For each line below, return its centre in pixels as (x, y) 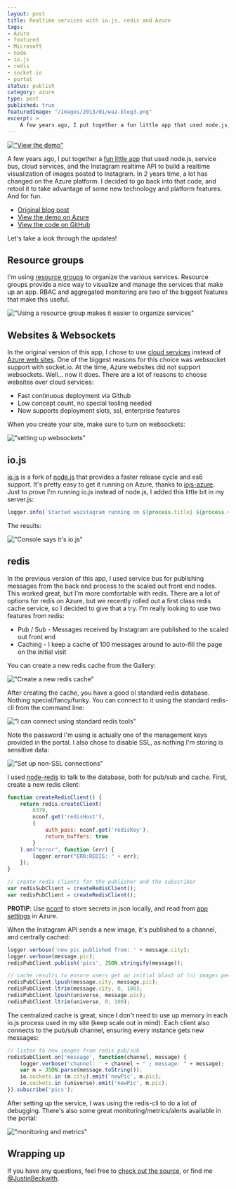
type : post (23, 99)
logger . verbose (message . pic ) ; (52, 956)
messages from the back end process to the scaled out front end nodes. (112, 586)
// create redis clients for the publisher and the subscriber (102, 882)
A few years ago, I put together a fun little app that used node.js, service (112, 158)
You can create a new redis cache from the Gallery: (81, 665)
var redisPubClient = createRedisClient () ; (72, 895)
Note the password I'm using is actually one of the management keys (107, 735)
